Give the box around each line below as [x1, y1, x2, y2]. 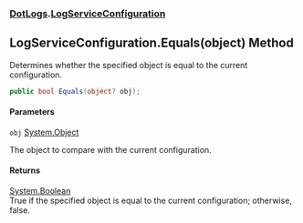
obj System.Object [9, 127, 79, 137]
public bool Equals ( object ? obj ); [9, 86, 141, 96]
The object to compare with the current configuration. [9, 144, 212, 155]
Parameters [9, 106, 55, 117]
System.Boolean [9, 186, 71, 197]
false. [9, 205, 30, 216]
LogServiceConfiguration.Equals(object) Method [9, 35, 294, 51]
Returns [9, 165, 41, 176]
